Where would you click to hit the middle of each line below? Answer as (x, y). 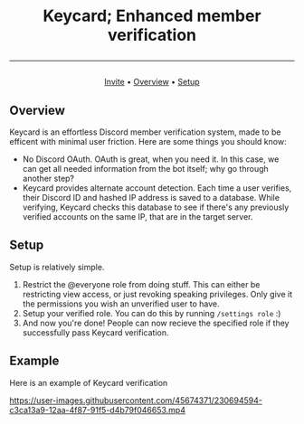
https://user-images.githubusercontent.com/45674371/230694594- (136, 400)
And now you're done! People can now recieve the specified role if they (156, 323)
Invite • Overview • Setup (152, 82)
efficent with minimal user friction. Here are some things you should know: (148, 141)
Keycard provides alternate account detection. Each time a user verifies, (157, 188)
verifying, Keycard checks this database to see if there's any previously (156, 207)
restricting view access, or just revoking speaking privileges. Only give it (157, 294)
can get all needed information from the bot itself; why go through (145, 169)
